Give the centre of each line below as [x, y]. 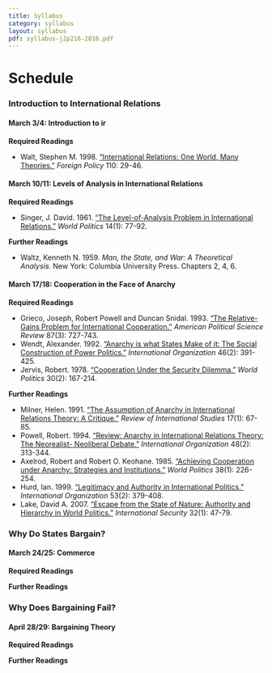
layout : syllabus [38, 31]
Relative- [243, 318]
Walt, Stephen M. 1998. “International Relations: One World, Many [129, 157]
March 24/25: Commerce [52, 553]
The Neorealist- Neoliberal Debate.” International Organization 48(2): [136, 444]
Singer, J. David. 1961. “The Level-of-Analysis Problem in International [136, 217]
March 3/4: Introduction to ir [57, 123]
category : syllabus [41, 23]
